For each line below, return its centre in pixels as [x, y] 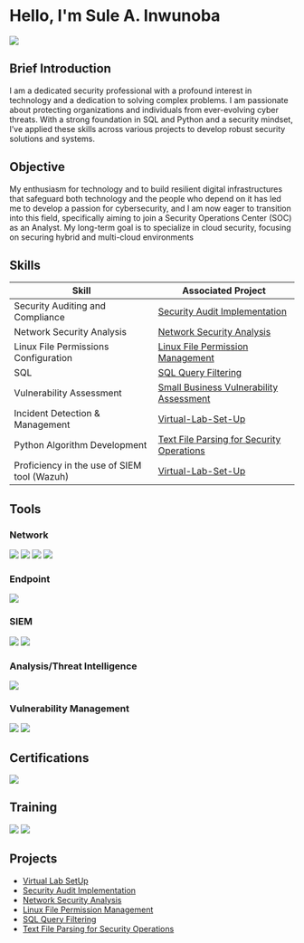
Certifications [49, 758]
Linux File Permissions [62, 347]
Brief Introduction [60, 69]
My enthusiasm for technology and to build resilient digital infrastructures [146, 189]
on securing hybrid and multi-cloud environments [102, 237]
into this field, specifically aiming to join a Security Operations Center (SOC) [151, 217]
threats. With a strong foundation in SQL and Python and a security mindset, [152, 119]
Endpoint [30, 578]
